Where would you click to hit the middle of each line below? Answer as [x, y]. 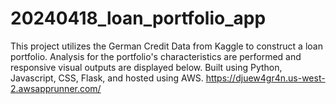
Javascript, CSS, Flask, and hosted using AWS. [107, 78]
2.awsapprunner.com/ [56, 88]
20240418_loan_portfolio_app [138, 18]
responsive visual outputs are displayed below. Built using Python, [146, 67]
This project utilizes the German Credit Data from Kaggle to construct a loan [166, 46]
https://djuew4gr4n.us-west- [265, 78]
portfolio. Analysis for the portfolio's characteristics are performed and [156, 56]
